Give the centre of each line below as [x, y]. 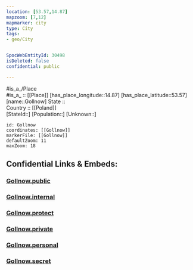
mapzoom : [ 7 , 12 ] [26, 17]
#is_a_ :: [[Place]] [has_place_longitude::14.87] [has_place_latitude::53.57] [97, 95]
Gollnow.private [30, 229]
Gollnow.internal [31, 197]
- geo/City [20, 39]
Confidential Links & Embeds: [62, 164]
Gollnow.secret [29, 261]
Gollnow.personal [32, 245]
